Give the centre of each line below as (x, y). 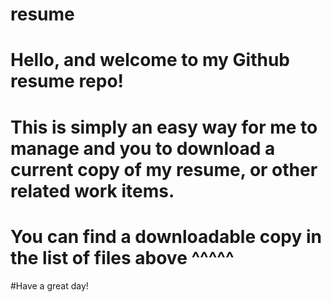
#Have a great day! (49, 285)
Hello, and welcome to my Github (150, 60)
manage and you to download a (143, 148)
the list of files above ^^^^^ (122, 257)
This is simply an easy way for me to (164, 127)
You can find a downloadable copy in (166, 236)
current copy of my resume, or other (164, 169)
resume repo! (67, 81)
